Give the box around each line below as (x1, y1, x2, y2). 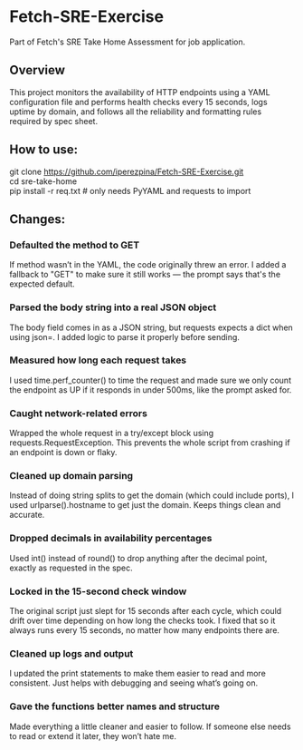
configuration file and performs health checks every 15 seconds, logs (9, 96, 269, 107)
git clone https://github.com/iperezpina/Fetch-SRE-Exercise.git (9, 166, 244, 177)
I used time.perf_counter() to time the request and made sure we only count (9, 375, 292, 385)
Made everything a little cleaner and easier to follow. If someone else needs (9, 721, 291, 732)
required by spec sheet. (9, 115, 98, 126)
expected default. (9, 278, 75, 289)
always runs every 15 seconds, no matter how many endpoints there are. (9, 625, 280, 636)
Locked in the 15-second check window (9, 585, 187, 598)
